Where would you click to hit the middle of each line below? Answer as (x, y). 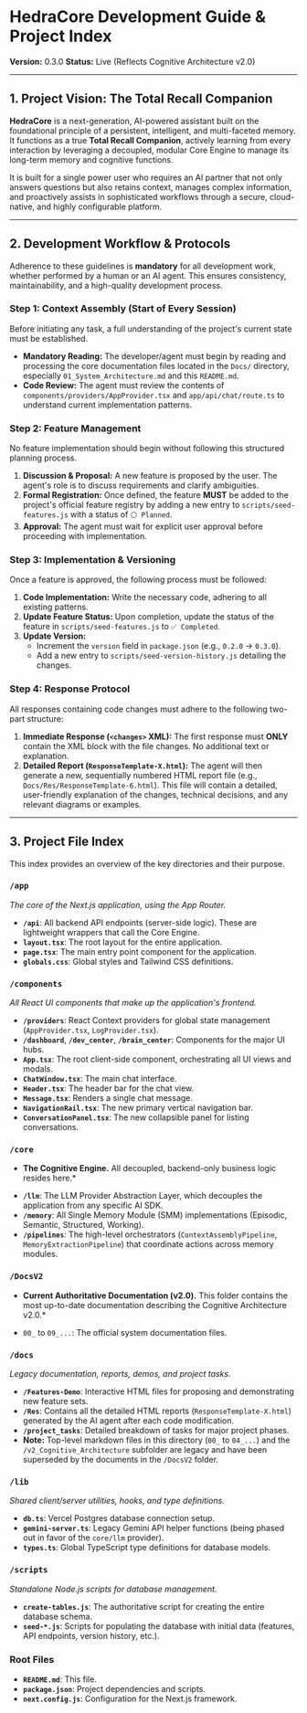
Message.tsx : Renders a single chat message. (108, 1098)
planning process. (43, 458)
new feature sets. (55, 1401)
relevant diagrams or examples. (82, 804)
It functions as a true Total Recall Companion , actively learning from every (150, 140)
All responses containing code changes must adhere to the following (138, 709)
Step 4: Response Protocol (70, 689)
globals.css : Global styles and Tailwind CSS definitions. (128, 961)
